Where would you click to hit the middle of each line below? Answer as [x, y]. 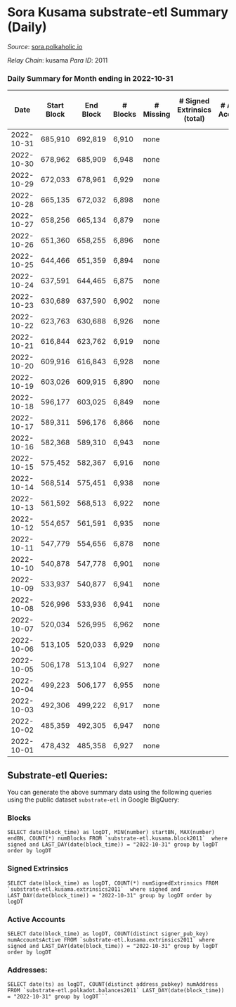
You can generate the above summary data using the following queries [110, 793]
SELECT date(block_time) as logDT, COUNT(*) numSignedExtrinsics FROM [113, 883]
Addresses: [27, 970]
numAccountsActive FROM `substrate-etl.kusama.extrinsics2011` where [111, 939]
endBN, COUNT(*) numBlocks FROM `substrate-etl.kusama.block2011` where [118, 839]
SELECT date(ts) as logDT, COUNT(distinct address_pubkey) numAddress [113, 984]
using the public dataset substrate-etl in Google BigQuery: [93, 800]
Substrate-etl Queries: [58, 775]
